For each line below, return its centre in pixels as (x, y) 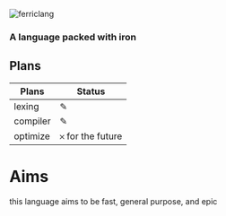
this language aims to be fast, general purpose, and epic (113, 201)
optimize (32, 136)
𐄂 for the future (91, 136)
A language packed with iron (73, 37)
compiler (32, 121)
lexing (26, 106)
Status (91, 91)
